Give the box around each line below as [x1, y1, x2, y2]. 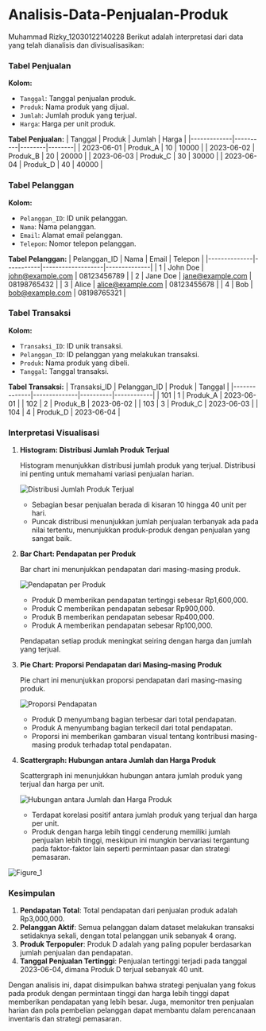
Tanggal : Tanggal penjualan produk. [19, 94, 137, 103]
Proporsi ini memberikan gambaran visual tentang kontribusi [31, 732, 229, 741]
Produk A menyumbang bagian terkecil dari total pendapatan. [31, 723, 233, 733]
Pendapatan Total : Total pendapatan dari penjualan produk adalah [19, 905, 238, 916]
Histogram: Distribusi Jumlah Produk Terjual [19, 445, 170, 455]
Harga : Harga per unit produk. [19, 119, 117, 129]
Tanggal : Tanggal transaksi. [19, 366, 110, 375]
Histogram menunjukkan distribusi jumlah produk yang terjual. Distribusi [19, 461, 256, 470]
